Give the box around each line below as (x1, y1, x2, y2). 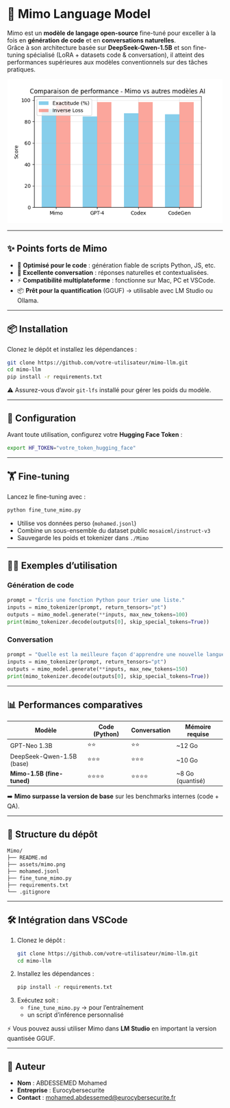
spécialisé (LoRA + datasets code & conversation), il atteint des (26, 51, 205, 59)
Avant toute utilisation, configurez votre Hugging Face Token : (7, 431, 183, 438)
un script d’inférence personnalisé (27, 1011, 125, 1019)
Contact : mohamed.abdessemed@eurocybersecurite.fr (16, 1094, 176, 1102)
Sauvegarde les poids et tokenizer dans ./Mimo (16, 533, 149, 542)
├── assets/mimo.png (7, 860, 66, 868)
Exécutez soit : (16, 996, 59, 1004)
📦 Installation (7, 324, 68, 335)
